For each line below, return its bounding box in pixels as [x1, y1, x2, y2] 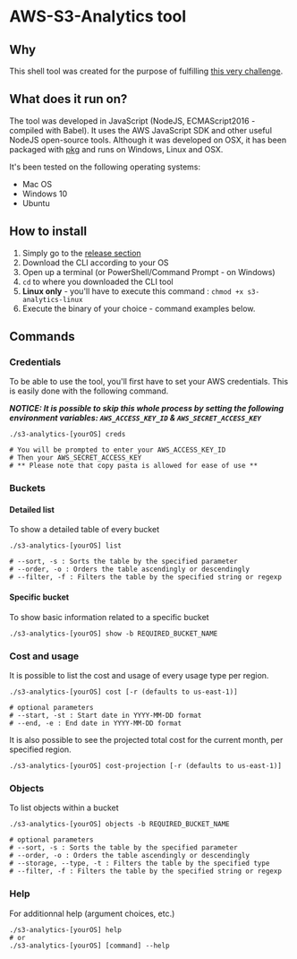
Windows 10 [21, 188, 68, 199]
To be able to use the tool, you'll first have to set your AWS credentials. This [9, 376, 289, 387]
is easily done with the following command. [9, 385, 169, 396]
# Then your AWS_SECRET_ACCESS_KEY [9, 454, 142, 462]
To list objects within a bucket [9, 802, 119, 813]
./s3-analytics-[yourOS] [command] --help [9, 941, 170, 950]
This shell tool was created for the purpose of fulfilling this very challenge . [9, 65, 284, 76]
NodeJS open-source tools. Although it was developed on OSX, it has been [9, 134, 287, 145]
